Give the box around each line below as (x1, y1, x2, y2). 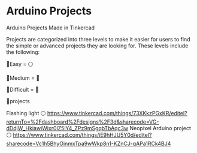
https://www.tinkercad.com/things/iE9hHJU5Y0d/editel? (13, 131, 152, 139)
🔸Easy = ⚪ (6, 60, 34, 67)
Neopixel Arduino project (129, 124, 192, 131)
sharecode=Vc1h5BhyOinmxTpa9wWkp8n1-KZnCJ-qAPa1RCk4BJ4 (6, 140, 171, 147)
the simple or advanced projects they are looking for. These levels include (6, 42, 189, 49)
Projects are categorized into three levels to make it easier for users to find (6, 35, 190, 43)
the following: (6, 48, 40, 55)
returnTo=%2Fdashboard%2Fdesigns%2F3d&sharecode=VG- (6, 118, 159, 125)
